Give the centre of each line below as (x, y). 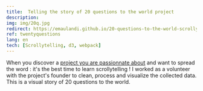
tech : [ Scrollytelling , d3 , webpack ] (54, 46)
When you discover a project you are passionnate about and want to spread (101, 62)
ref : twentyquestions (34, 34)
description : (23, 17)
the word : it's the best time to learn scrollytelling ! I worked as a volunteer (98, 69)
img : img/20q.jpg (28, 23)
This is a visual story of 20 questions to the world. (69, 81)
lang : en (17, 40)
